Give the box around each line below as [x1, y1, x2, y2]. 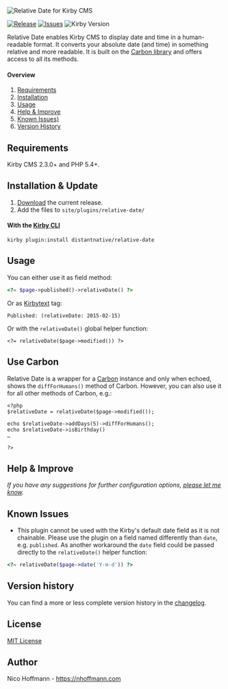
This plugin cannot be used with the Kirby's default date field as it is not [16, 527, 220, 535]
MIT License [7, 636, 42, 644]
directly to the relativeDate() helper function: [16, 548, 147, 557]
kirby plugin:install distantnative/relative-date [7, 237, 155, 243]
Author [7, 657, 38, 668]
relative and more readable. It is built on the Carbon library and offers [7, 48, 203, 56]
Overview [7, 71, 36, 79]
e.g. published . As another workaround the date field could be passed [16, 541, 214, 549]
